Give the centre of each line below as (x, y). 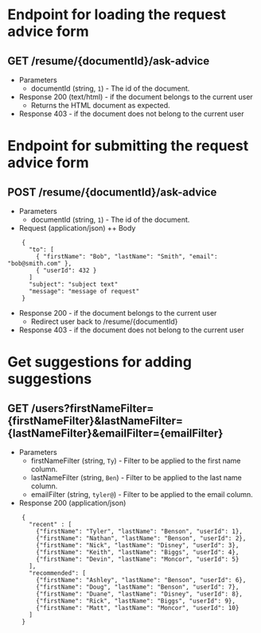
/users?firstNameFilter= (92, 408)
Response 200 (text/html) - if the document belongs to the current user (136, 97)
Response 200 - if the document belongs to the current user (118, 313)
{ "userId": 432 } (66, 270)
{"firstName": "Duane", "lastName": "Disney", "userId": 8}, (140, 594)
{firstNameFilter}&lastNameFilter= (95, 420)
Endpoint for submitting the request (128, 146)
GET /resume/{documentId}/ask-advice (109, 61)
